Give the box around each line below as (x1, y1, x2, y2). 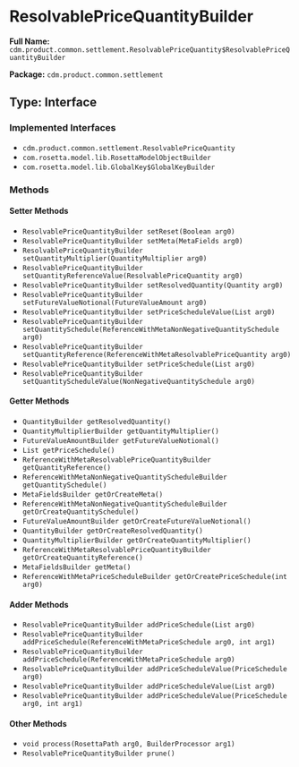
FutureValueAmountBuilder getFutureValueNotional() (21, 436, 219, 445)
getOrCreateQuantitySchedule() (21, 507, 140, 516)
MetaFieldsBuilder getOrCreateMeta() (21, 490, 164, 499)
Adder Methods (9, 599, 69, 609)
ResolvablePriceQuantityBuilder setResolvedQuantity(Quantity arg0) (21, 280, 284, 290)
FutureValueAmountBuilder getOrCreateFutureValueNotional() (21, 516, 252, 525)
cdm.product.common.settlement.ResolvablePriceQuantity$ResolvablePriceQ (9, 45, 291, 55)
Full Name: (9, 36, 50, 47)
